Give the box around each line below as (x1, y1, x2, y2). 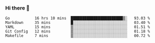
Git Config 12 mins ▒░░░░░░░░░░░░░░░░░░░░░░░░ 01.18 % (5, 29, 150, 34)
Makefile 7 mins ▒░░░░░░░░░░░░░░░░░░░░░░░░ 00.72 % (5, 33, 150, 38)
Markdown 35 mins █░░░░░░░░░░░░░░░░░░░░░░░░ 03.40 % (5, 20, 150, 25)
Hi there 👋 (5, 4, 30, 11)
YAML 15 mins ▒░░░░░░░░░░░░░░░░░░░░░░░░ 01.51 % (5, 24, 150, 29)
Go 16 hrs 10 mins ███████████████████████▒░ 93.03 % (5, 16, 150, 21)
